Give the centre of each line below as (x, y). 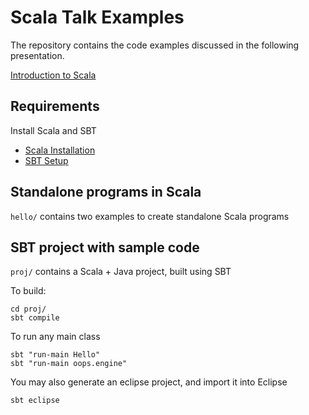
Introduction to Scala (53, 75)
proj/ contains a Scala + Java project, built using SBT (121, 272)
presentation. (37, 55)
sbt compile (35, 318)
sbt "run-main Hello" (55, 355)
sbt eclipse (35, 401)
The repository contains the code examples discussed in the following (155, 45)
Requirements (55, 106)
